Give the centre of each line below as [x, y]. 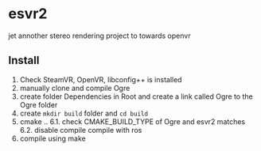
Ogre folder [39, 104]
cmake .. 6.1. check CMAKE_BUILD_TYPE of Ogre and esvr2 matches [132, 121]
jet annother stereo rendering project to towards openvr [99, 36]
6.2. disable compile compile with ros [81, 130]
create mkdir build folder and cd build [84, 113]
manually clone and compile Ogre [75, 88]
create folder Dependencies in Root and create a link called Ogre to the [136, 96]
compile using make [53, 138]
